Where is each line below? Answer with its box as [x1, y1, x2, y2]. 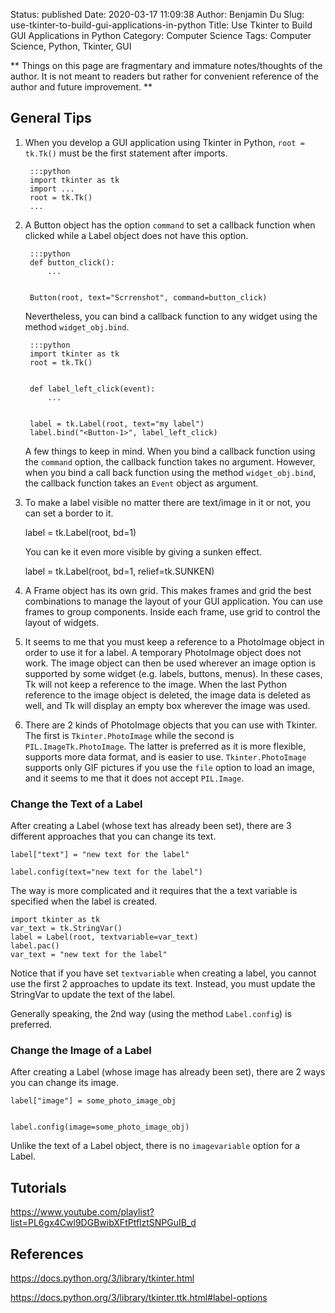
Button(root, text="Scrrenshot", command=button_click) [29, 292, 268, 303]
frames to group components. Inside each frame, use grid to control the [24, 605, 321, 618]
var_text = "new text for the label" [10, 950, 168, 960]
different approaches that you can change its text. [10, 830, 217, 843]
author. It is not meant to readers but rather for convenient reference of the [10, 70, 319, 82]
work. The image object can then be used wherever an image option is [24, 657, 317, 669]
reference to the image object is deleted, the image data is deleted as [24, 689, 312, 701]
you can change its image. [10, 1077, 119, 1089]
